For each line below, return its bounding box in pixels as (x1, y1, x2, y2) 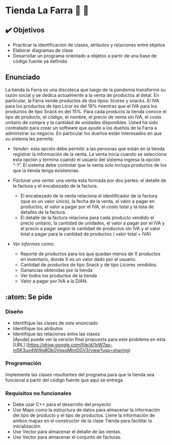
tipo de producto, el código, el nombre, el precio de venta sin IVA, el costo (5, 114, 162, 120)
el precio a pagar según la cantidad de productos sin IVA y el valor (20, 225, 161, 231)
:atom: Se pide (5, 293, 53, 301)
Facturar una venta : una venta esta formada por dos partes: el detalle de (12, 177, 166, 184)
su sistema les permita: (5, 135, 54, 141)
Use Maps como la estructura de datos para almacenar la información (12, 407, 160, 413)
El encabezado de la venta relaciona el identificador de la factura (20, 192, 158, 199)
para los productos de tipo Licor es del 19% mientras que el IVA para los (5, 103, 158, 109)
